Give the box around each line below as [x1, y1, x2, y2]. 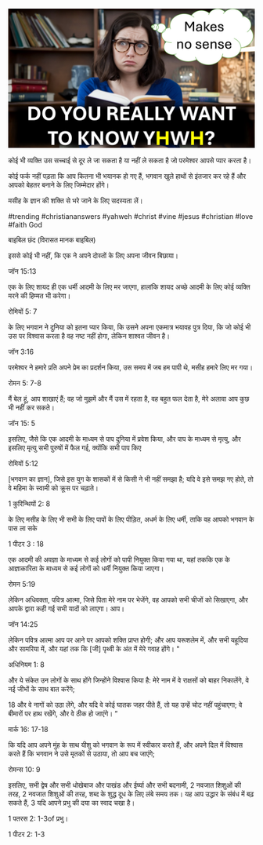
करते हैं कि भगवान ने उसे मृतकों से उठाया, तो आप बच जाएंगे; [8, 748, 155, 758]
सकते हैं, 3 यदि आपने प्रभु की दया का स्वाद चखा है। [8, 798, 135, 807]
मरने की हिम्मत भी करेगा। [8, 291, 71, 300]
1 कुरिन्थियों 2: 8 [8, 499, 51, 508]
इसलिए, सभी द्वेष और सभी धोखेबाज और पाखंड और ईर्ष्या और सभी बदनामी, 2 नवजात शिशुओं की [8, 780, 241, 789]
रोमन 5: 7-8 [8, 378, 41, 388]
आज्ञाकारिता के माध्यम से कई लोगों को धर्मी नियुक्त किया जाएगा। [8, 563, 164, 573]
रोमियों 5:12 [8, 458, 39, 468]
